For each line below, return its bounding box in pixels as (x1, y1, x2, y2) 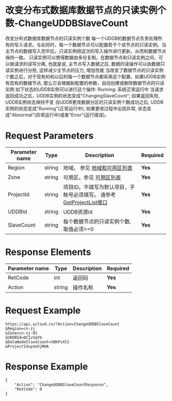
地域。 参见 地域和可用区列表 (63, 164, 133, 171)
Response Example (5, 361, 88, 372)
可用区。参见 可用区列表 (63, 174, 121, 181)
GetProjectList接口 (63, 198, 108, 206)
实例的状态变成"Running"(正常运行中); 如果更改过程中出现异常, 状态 (5, 105, 147, 111)
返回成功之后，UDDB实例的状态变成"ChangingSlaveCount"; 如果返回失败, (5, 92, 160, 98)
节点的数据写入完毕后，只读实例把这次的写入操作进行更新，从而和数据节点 (9, 48, 166, 54)
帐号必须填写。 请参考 (63, 191, 116, 198)
